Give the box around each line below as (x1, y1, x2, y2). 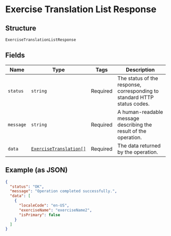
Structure (5, 24, 37, 33)
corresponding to (117, 87, 159, 95)
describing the (117, 121, 152, 128)
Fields (5, 51, 25, 60)
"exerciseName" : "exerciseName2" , (18, 208, 93, 213)
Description (126, 66, 155, 73)
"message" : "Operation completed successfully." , (10, 189, 117, 194)
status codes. (117, 100, 150, 107)
